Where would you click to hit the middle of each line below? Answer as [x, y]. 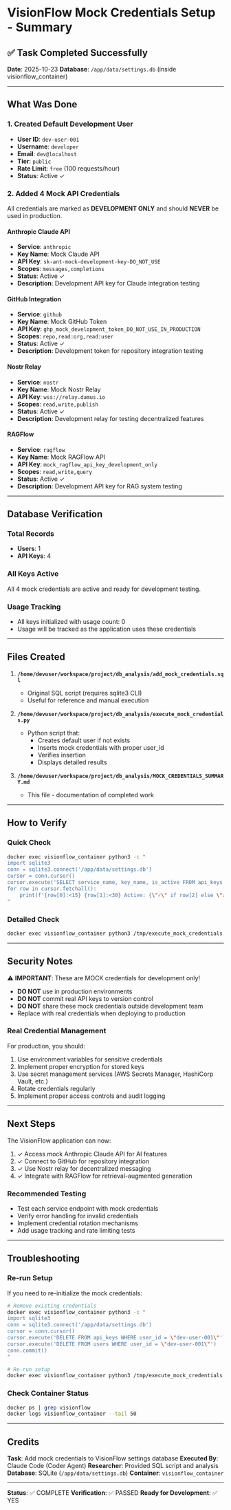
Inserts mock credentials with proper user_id [101, 747]
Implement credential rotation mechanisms [78, 1223]
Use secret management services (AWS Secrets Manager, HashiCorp [115, 1074]
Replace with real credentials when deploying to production [101, 1013]
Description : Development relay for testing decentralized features [110, 418]
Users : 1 [29, 549]
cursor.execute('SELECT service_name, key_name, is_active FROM [101, 883]
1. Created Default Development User [70, 124]
